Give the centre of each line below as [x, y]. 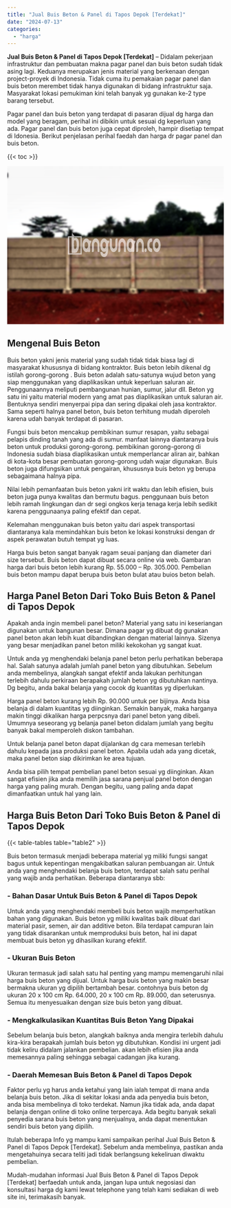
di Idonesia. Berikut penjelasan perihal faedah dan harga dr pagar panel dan [114, 136]
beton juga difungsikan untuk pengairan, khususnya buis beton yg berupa [112, 468]
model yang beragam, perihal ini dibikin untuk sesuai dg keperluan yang [109, 121]
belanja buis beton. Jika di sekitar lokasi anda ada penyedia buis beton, [108, 1097]
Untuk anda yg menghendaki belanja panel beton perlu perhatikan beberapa [115, 658]
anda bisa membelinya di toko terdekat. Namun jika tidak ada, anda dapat [111, 1105]
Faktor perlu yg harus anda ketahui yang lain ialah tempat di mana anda [108, 1090]
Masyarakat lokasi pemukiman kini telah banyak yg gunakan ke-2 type [107, 94]
